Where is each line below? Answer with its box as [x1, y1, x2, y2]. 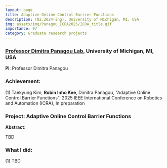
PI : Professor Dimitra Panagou [5, 65, 68, 71]
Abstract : [5, 124, 26, 130]
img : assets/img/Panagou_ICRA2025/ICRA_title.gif [5, 21, 112, 27]
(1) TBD [5, 158, 21, 164]
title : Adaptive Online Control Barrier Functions [5, 12, 114, 17]
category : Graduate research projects [5, 31, 87, 36]
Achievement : [5, 78, 41, 85]
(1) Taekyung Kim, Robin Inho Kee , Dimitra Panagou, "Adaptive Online [5, 89, 151, 95]
